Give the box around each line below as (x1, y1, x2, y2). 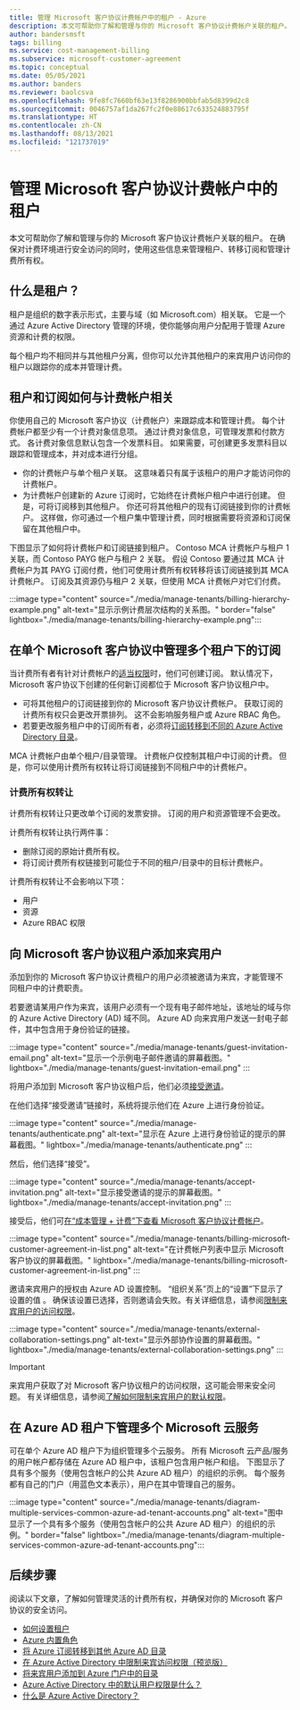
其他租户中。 (37, 523, 86, 534)
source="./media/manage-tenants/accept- (99, 1176, 256, 1188)
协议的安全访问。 (9, 1604, 72, 1614)
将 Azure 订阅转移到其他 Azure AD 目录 (21, 1645, 167, 1656)
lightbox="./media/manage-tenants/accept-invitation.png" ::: (9, 1197, 232, 1208)
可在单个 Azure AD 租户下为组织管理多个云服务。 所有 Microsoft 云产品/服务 (9, 1446, 288, 1456)
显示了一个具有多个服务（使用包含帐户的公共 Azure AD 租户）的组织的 (9, 1519, 268, 1530)
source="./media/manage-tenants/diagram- (99, 1497, 261, 1507)
